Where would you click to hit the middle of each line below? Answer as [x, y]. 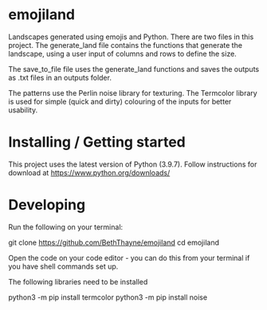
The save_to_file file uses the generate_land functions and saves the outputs [134, 69]
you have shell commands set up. [63, 266]
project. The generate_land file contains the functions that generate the [126, 45]
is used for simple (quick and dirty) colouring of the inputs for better [120, 101]
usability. [23, 110]
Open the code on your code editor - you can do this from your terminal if [129, 257]
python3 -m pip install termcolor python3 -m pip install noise [108, 297]
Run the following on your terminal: [66, 227]
